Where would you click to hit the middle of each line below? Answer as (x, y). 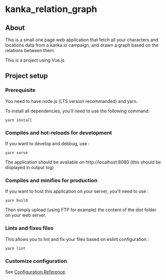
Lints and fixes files (29, 228)
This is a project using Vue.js (35, 60)
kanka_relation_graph (51, 9)
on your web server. (26, 215)
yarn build (16, 201)
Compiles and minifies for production (51, 180)
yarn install (19, 120)
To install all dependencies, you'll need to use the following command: (77, 111)
